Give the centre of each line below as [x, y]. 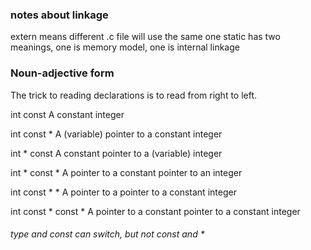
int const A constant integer [67, 114]
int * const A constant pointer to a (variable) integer [116, 153]
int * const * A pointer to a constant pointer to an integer [126, 172]
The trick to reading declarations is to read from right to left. [134, 95]
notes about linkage [59, 15]
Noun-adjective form [62, 73]
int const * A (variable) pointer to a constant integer [116, 134]
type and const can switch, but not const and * [107, 234]
